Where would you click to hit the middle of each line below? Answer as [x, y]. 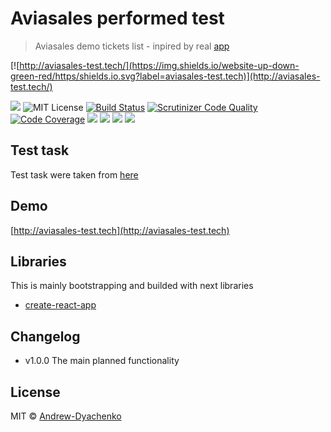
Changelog [45, 336]
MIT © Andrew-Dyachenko [66, 416]
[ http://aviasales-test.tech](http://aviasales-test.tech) [120, 230]
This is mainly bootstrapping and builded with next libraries [132, 286]
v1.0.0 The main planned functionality [102, 361]
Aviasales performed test [117, 18]
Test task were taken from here [74, 174]
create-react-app [60, 305]
